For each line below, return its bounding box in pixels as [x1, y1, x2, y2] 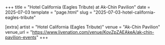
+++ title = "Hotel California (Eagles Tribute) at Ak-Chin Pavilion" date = [5, 4, 151, 10]
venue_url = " [5, 29, 33, 35]
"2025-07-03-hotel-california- [93, 9, 156, 15]
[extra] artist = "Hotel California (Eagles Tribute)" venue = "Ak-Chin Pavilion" [5, 24, 160, 30]
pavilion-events [5, 34, 37, 40]
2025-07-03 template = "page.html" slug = [5, 9, 93, 15]
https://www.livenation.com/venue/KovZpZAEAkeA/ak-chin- [32, 29, 154, 35]
